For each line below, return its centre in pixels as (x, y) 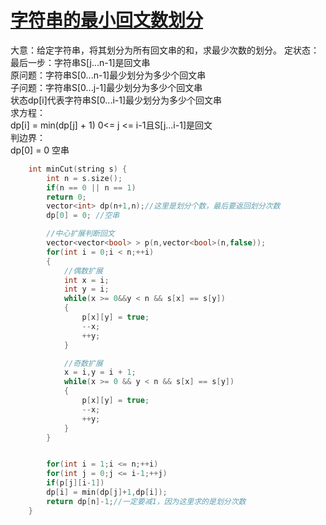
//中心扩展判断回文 (80, 234)
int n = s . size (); (84, 178)
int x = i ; (86, 280)
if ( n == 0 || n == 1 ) (91, 187)
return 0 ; (66, 197)
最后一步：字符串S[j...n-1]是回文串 (80, 62)
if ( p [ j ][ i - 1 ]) (75, 483)
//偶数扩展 (83, 271)
